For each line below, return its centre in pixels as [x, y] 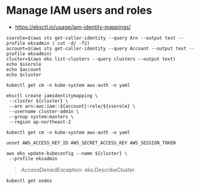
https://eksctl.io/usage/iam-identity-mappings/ [73, 27]
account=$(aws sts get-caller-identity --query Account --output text [96, 49]
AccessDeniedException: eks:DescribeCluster [78, 170]
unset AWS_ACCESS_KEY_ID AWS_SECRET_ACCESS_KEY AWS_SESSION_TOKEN [91, 143]
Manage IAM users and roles [79, 10]
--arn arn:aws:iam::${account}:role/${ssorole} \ [72, 106]
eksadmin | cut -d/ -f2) [59, 43]
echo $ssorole [24, 64]
